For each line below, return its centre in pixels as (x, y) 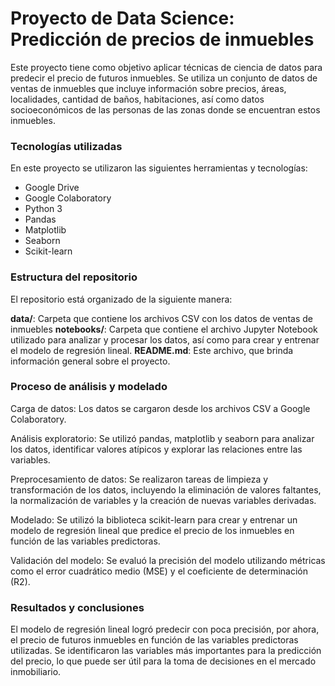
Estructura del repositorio (74, 277)
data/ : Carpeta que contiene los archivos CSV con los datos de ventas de (161, 318)
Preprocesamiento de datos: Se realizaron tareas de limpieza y (139, 479)
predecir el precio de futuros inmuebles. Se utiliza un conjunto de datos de (164, 78)
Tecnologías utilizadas (66, 146)
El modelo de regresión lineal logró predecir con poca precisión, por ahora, (165, 629)
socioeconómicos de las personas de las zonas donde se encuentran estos (165, 109)
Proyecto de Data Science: (122, 18)
